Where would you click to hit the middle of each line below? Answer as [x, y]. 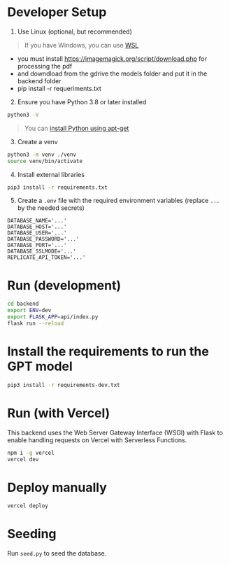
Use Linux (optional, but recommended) [75, 31]
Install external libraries [51, 174]
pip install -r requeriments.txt [59, 88]
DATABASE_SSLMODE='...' [42, 252]
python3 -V [23, 115]
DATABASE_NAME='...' [37, 221]
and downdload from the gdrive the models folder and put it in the [112, 73]
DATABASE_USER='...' [37, 233]
